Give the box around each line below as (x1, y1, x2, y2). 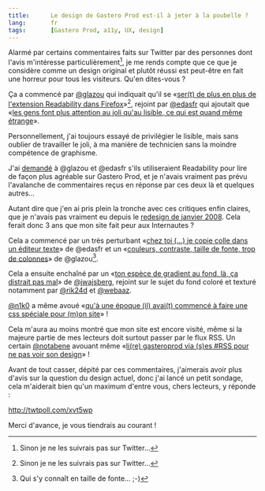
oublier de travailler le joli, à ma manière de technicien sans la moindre (8, 139, 237, 149)
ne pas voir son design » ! (8, 350, 91, 359)
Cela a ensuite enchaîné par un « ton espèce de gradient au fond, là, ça (8, 269, 239, 278)
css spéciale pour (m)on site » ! (8, 309, 109, 319)
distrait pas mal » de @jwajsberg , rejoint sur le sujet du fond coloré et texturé (8, 277, 256, 287)
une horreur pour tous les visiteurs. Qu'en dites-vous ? (8, 74, 186, 84)
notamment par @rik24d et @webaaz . (8, 285, 132, 296)
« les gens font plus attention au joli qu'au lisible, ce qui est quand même (8, 107, 243, 117)
